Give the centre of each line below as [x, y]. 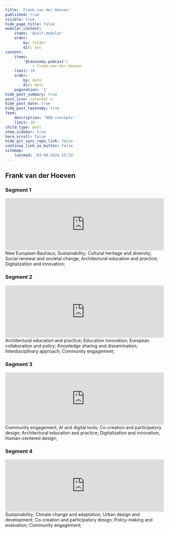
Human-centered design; [31, 438]
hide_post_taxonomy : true [32, 108]
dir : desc [33, 85]
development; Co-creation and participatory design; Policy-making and [79, 520]
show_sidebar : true [26, 132]
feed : [11, 113]
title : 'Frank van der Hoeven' [38, 10]
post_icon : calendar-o [29, 99]
